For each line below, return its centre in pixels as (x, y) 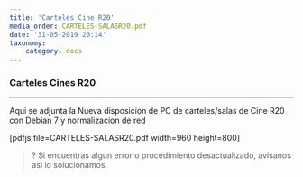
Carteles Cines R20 (53, 83)
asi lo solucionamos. (69, 165)
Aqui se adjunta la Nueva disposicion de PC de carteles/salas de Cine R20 (147, 111)
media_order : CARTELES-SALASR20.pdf (78, 26)
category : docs (54, 51)
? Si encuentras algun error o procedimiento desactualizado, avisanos (161, 155)
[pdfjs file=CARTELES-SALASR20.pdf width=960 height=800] (125, 138)
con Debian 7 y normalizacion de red (78, 121)
